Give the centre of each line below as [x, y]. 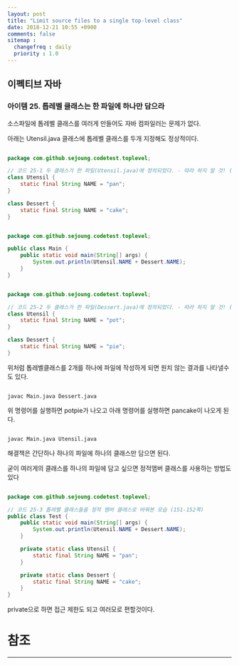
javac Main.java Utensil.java [52, 439]
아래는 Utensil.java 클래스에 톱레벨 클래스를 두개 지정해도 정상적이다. [103, 138]
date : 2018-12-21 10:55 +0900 [52, 27]
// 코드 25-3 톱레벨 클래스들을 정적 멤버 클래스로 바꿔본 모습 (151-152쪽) [106, 510]
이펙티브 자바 [34, 84]
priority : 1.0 [36, 54]
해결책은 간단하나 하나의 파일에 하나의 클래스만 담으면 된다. [89, 453]
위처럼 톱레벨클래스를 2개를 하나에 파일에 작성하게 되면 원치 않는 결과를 [106, 367]
